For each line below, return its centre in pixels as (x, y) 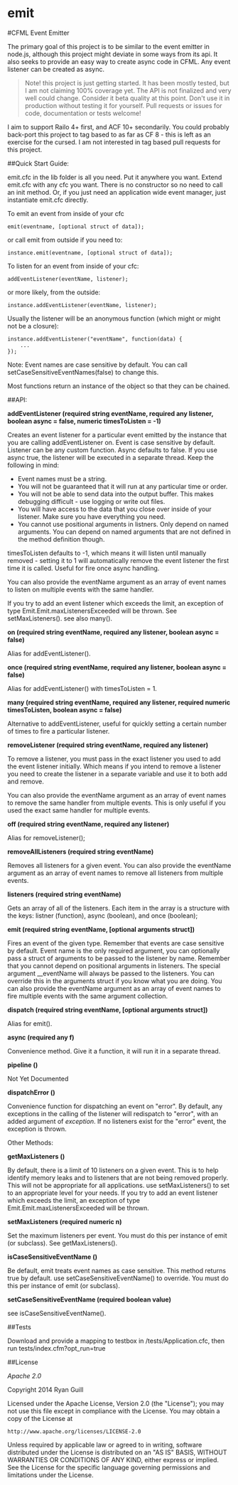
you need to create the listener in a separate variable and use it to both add (117, 773)
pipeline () (23, 1065)
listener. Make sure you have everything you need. (91, 516)
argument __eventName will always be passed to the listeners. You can (111, 973)
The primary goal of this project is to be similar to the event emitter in (108, 46)
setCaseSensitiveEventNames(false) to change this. (83, 372)
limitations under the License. (50, 1475)
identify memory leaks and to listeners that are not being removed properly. (118, 1177)
